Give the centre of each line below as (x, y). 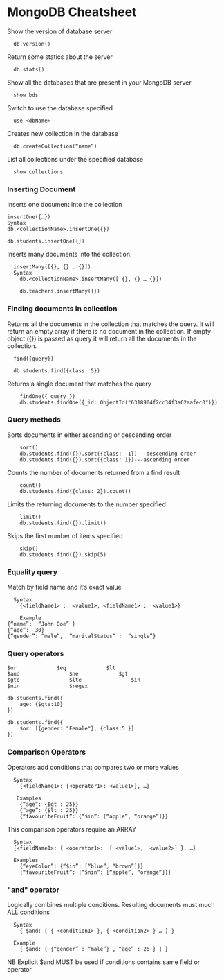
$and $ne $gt (68, 674)
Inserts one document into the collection (65, 205)
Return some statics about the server (60, 57)
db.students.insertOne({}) (46, 241)
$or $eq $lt (62, 668)
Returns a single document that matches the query (80, 384)
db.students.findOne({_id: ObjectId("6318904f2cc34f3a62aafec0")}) (119, 402)
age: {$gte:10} (41, 705)
